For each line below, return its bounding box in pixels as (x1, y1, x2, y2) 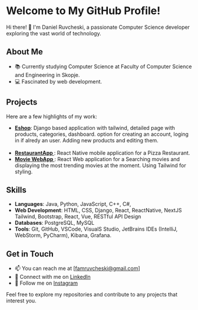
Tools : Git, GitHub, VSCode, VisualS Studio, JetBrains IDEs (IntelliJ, (14, 225, 178, 233)
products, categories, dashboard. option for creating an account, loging (14, 131, 189, 138)
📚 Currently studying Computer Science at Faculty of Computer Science (14, 63, 192, 70)
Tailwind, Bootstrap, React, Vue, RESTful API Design (14, 213, 141, 220)
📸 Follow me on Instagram (14, 279, 78, 286)
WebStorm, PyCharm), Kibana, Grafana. (14, 232, 112, 239)
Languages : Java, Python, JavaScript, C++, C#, (14, 201, 131, 208)
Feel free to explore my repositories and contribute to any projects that (6, 291, 178, 298)
